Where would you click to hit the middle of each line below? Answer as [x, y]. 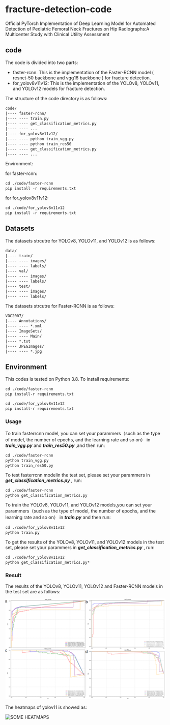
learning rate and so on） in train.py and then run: [58, 517]
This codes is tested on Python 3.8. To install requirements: [67, 379]
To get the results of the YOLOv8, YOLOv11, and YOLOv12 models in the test [85, 542]
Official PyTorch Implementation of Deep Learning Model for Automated [81, 23]
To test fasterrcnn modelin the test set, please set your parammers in [78, 475]
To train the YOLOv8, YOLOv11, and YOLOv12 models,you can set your [79, 505]
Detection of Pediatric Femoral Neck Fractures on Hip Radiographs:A [77, 28]
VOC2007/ [15, 316]
